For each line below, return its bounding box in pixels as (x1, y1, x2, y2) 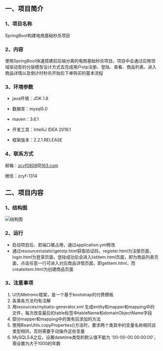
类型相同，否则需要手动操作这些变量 (12, 328, 85, 334)
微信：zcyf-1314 (5, 173, 37, 179)
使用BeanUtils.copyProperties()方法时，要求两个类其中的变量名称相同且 (12, 322, 156, 328)
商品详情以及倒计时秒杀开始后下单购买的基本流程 (5, 70, 103, 76)
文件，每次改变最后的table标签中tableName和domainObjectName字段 (12, 310, 152, 316)
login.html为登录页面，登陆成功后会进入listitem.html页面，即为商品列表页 (12, 254, 159, 260)
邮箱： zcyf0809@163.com (5, 163, 58, 168)
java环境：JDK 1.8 (12, 96, 49, 102)
